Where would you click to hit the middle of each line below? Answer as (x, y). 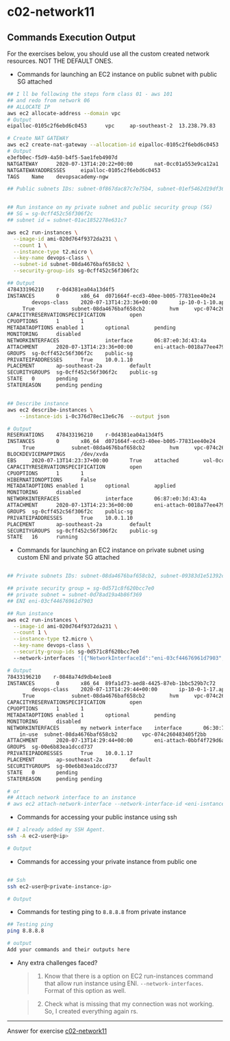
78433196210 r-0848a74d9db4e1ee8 (59, 677)
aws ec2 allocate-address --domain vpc (64, 113)
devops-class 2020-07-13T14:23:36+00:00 (94, 302)
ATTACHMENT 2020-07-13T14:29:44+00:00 (70, 741)
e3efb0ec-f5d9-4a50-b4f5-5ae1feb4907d (62, 157)
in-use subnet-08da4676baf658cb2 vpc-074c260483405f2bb (113, 734)
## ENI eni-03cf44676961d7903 (50, 601)
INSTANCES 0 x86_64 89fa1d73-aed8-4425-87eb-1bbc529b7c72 (111, 683)
